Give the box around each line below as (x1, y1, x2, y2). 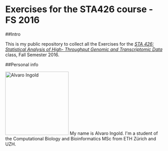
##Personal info (5, 61, 39, 67)
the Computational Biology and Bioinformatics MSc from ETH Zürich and (5, 135, 156, 141)
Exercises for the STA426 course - (5, 4, 153, 15)
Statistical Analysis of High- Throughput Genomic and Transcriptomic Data (5, 46, 163, 52)
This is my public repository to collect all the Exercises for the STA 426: (5, 41, 154, 47)
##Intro (5, 31, 21, 37)
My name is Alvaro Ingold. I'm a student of (69, 130, 158, 136)
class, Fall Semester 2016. (5, 52, 60, 58)
